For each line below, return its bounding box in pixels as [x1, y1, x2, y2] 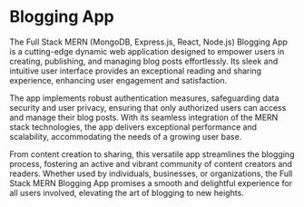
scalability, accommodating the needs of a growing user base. [9, 131, 242, 142]
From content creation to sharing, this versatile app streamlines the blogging [9, 148, 295, 160]
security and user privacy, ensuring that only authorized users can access [9, 102, 287, 113]
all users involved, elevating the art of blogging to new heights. [9, 187, 245, 198]
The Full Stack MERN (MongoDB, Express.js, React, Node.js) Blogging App [9, 36, 289, 47]
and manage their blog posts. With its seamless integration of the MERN [9, 112, 279, 123]
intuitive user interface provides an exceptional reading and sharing [9, 65, 261, 76]
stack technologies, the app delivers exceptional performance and [9, 121, 257, 133]
